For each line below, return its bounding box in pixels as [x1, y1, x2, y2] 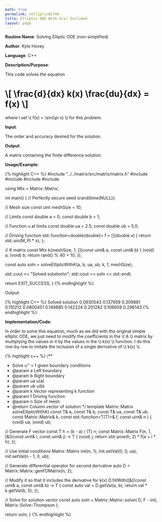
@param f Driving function [12, 394, 65, 399]
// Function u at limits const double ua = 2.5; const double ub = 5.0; [5, 223, 139, 229]
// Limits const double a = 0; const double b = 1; [5, 214, 101, 220]
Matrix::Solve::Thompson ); [5, 502, 59, 508]
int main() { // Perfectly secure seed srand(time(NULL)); [5, 195, 116, 201]
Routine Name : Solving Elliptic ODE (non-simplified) [5, 34, 109, 40]
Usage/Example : [5, 162, 39, 168]
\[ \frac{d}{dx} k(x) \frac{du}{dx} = [5, 88, 149, 99]
